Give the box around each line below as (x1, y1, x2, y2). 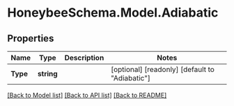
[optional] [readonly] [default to (110, 64, 214, 74)
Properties (7, 33, 54, 44)
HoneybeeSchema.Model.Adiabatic (7, 5, 219, 21)
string (37, 69, 58, 78)
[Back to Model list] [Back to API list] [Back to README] (7, 91, 167, 99)
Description (64, 53, 104, 62)
